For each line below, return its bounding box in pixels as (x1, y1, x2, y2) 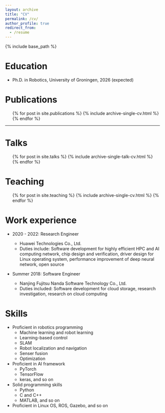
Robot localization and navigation (19, 345, 87, 351)
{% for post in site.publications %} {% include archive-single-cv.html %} (12, 110, 159, 116)
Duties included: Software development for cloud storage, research (19, 285, 156, 291)
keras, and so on (19, 376, 54, 382)
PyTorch (19, 366, 37, 372)
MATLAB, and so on (19, 397, 60, 403)
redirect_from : (5, 26, 36, 30)
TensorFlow (19, 371, 44, 377)
